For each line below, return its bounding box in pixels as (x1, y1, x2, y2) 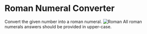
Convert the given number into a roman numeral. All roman (4, 19, 142, 24)
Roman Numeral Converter (4, 3, 115, 14)
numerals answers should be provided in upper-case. (4, 23, 112, 29)
